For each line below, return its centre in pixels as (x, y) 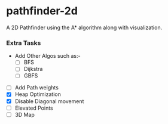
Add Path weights (36, 88)
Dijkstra (33, 69)
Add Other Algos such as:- (48, 56)
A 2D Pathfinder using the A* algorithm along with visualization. (84, 27)
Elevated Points (34, 108)
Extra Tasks (24, 43)
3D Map (25, 114)
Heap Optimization (38, 94)
